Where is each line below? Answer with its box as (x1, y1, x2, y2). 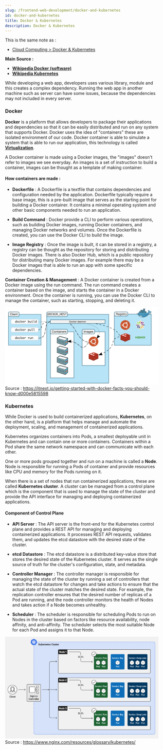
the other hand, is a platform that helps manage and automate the (5, 419, 137, 425)
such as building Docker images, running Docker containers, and (12, 221, 142, 227)
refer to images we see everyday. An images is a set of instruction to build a (5, 159, 157, 165)
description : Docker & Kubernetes (5, 23, 75, 28)
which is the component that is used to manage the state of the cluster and (5, 489, 156, 494)
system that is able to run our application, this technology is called (5, 139, 138, 146)
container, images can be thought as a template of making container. (5, 165, 143, 170)
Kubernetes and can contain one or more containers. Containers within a (5, 439, 151, 445)
